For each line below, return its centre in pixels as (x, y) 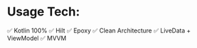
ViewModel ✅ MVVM (37, 38)
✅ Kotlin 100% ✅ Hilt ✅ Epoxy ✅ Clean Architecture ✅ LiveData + (99, 30)
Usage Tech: (43, 12)
